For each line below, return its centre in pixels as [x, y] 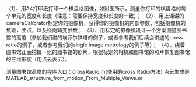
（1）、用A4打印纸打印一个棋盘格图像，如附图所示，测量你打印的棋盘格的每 [96, 8]
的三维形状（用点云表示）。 [38, 59]
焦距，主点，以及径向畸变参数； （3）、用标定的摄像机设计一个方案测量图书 [97, 30]
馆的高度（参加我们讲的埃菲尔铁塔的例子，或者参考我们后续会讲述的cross [94, 37]
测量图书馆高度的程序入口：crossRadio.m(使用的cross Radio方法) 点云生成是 [98, 72]
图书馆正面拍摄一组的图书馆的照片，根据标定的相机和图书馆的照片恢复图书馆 [98, 52]
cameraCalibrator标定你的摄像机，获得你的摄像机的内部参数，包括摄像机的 [96, 23]
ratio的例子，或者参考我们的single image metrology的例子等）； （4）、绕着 [96, 45]
